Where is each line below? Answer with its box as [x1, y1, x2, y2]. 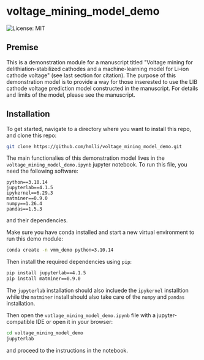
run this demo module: [6, 235, 63, 242]
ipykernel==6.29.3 [6, 190, 53, 197]
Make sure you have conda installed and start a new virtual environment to [6, 228, 195, 236]
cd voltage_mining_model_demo [6, 330, 84, 336]
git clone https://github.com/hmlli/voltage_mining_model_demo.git [6, 143, 183, 149]
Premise [6, 42, 39, 53]
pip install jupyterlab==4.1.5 [6, 270, 86, 276]
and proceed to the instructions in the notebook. [6, 347, 129, 354]
